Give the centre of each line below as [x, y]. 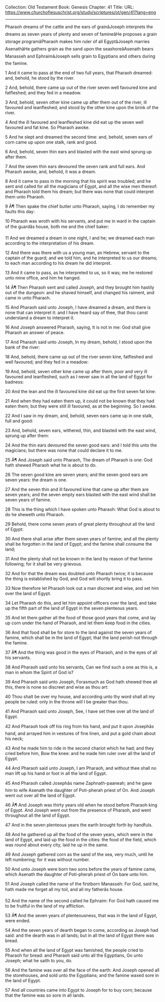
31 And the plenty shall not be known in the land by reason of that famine [79, 559]
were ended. [18, 921]
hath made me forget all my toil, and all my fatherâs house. [64, 889]
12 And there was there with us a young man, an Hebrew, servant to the [77, 253]
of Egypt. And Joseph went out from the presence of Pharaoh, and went [78, 810]
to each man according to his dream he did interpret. [58, 263]
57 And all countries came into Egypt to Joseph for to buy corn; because [79, 990]
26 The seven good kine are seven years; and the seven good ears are [77, 474]
